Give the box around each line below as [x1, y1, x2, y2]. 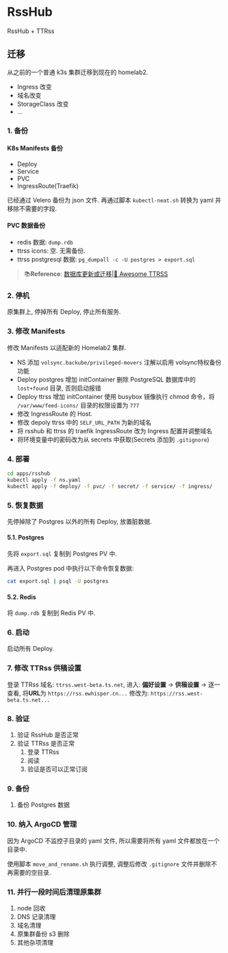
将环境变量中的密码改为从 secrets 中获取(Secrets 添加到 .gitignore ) [16, 435, 210, 444]
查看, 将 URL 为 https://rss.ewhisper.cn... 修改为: [7, 689, 149, 697]
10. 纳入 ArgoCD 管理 [7, 820, 77, 829]
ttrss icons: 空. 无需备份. [16, 246, 86, 255]
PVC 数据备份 [7, 221, 46, 230]
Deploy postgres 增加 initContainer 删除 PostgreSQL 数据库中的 [16, 375, 197, 383]
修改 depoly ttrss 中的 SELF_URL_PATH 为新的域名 [16, 418, 152, 426]
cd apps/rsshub [7, 470, 51, 477]
